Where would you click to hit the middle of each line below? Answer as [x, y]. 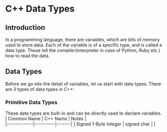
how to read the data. [28, 56]
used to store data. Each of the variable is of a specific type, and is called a [83, 45]
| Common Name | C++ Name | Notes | [46, 119]
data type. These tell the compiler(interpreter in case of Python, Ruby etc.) [83, 50]
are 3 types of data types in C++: [40, 89]
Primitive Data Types [31, 102]
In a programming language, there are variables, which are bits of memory [83, 39]
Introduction [25, 28]
